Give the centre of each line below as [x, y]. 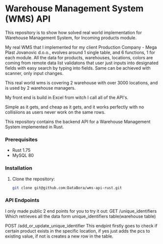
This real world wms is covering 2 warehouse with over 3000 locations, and [81, 83]
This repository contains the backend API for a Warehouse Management [78, 122]
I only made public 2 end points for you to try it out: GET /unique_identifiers [81, 211]
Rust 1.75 [21, 150]
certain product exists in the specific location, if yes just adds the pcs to [78, 231]
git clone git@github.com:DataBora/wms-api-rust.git [67, 188]
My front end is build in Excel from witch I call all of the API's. [67, 97]
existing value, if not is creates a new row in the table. [59, 236]
